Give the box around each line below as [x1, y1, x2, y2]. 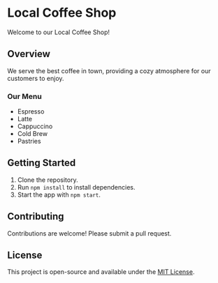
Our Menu [7, 91, 42, 101]
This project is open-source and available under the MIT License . [7, 268, 195, 276]
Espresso [17, 107, 45, 116]
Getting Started [7, 157, 76, 169]
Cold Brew [17, 130, 48, 138]
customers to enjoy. [7, 74, 64, 82]
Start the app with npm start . [17, 190, 101, 199]
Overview [7, 48, 51, 60]
